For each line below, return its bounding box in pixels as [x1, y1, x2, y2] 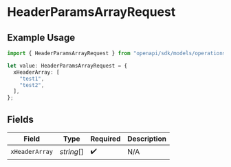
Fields [7, 113, 34, 125]
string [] [59, 147, 84, 157]
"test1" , [19, 75, 45, 82]
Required [90, 134, 121, 144]
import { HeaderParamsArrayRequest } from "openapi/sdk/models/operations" [7, 50, 229, 57]
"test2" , [19, 81, 45, 88]
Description [126, 134, 167, 144]
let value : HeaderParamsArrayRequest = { [7, 62, 128, 69]
